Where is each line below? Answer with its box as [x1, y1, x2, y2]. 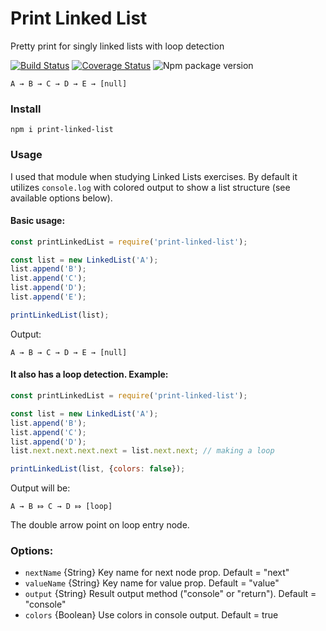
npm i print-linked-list [10, 125, 114, 135]
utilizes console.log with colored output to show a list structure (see [10, 181, 291, 193]
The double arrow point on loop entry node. [10, 519, 190, 531]
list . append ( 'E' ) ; [10, 292, 87, 302]
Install [10, 102, 42, 116]
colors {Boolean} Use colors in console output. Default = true [24, 609, 279, 621]
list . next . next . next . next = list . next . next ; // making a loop [10, 446, 275, 456]
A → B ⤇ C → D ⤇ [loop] [10, 502, 113, 512]
